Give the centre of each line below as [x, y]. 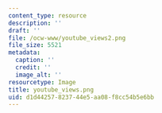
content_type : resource [48, 16]
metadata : [25, 53]
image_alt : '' [39, 75]
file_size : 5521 [35, 45]
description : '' [35, 23]
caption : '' [35, 60]
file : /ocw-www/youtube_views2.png [67, 38]
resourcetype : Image [42, 82]
